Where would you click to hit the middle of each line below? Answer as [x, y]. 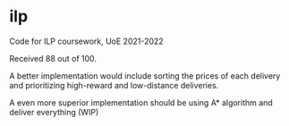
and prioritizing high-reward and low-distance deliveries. [114, 85]
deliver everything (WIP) [54, 112]
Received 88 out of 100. [53, 58]
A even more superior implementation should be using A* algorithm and [141, 102]
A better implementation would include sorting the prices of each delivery [145, 76]
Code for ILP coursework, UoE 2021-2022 [86, 41]
